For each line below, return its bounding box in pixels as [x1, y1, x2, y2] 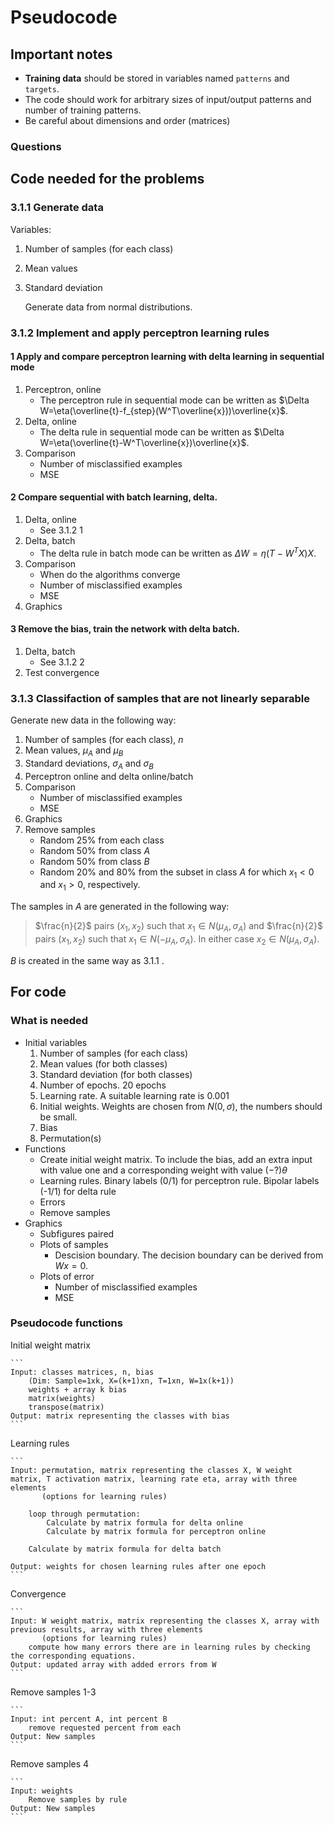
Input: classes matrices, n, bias [10, 1367, 155, 1377]
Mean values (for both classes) [39, 1057, 168, 1070]
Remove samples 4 [10, 1757, 90, 1770]
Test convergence [24, 666, 100, 678]
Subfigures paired [39, 1227, 115, 1240]
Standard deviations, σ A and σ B [24, 757, 154, 771]
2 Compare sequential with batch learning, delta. [10, 491, 218, 503]
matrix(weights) [28, 1393, 97, 1403]
